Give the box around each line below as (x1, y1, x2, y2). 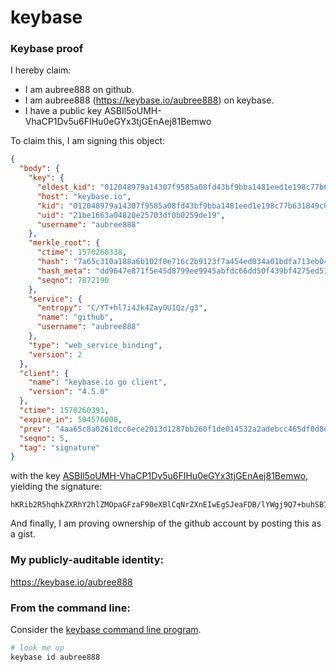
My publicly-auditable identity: (10, 553, 165, 567)
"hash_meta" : (36, 266, 92, 276)
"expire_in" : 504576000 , (19, 414, 123, 425)
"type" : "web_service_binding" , (28, 340, 163, 350)
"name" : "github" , (36, 312, 114, 323)
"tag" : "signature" (19, 442, 101, 453)
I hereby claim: (10, 64, 72, 76)
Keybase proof (10, 42, 84, 56)
